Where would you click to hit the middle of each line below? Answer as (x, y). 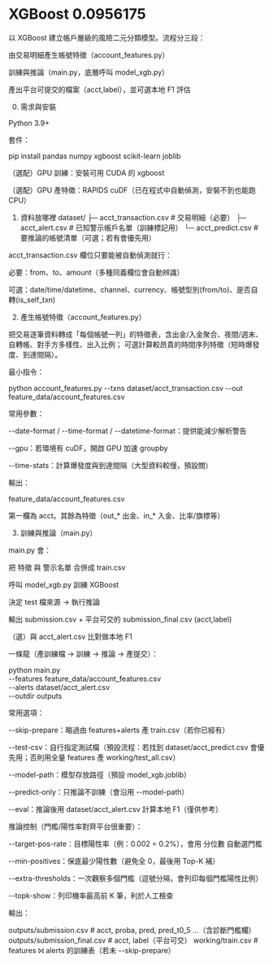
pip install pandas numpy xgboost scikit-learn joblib (95, 156)
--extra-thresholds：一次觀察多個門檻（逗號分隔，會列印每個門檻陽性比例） (136, 878)
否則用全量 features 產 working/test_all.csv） (105, 757)
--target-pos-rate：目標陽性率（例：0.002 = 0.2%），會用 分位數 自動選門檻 (135, 844)
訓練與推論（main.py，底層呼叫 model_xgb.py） (89, 72)
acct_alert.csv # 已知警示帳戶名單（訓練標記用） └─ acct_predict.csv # (139, 228)
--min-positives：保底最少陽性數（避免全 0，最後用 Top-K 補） (114, 861)
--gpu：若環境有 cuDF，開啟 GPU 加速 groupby (88, 448)
